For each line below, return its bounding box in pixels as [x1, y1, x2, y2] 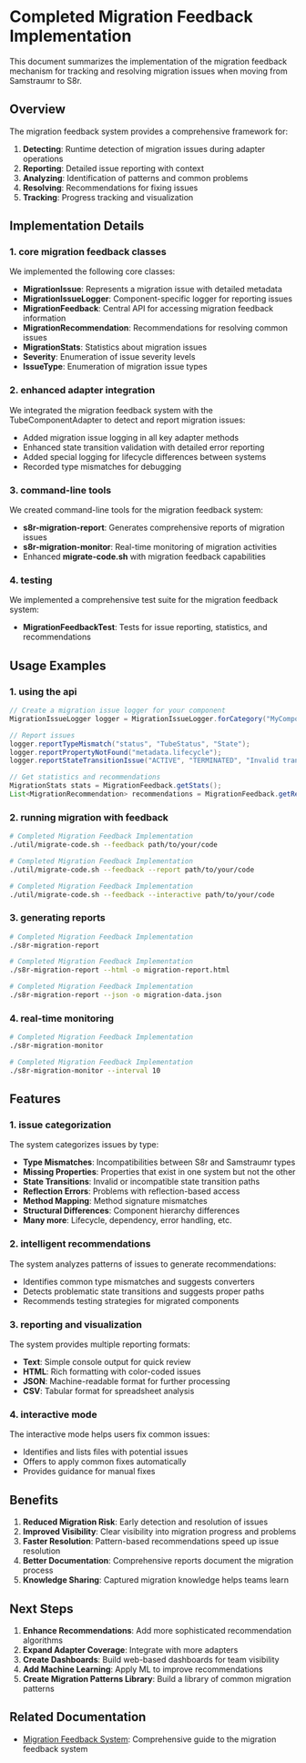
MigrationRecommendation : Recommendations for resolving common [22, 322, 289, 333]
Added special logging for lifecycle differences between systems [22, 451, 267, 462]
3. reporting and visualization [9, 1318, 143, 1330]
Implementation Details [9, 219, 145, 234]
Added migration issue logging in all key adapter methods [22, 432, 240, 443]
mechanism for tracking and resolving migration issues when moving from [9, 66, 289, 76]
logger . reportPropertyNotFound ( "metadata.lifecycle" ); [9, 748, 222, 757]
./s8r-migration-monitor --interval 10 [9, 1065, 161, 1075]
